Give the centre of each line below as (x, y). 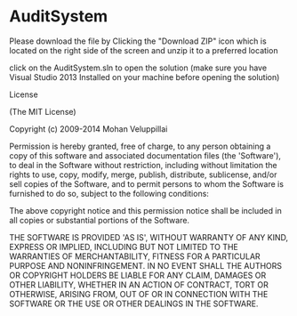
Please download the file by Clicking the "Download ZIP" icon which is (138, 41)
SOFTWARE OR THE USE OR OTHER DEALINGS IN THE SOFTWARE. (134, 304)
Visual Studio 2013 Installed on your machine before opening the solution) (144, 77)
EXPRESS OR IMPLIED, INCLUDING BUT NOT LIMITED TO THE (124, 247)
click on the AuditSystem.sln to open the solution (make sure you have (138, 68)
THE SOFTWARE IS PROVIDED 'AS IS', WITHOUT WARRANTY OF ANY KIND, (149, 237)
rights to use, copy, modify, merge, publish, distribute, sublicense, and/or (143, 174)
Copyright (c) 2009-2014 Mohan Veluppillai (88, 129)
